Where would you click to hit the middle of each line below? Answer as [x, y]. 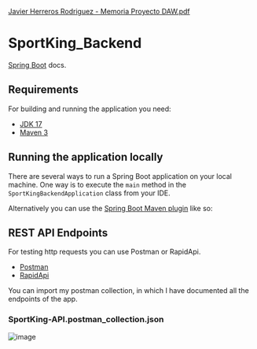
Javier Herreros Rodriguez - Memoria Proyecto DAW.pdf [99, 11]
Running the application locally [86, 157]
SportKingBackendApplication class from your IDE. [89, 193]
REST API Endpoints [58, 233]
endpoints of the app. [43, 299]
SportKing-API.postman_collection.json [86, 320]
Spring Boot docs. [37, 65]
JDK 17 [31, 124]
